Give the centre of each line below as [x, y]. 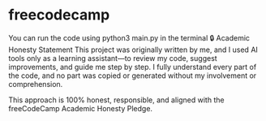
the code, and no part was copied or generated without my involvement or [133, 76]
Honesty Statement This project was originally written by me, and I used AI [133, 50]
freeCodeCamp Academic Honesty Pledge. [80, 108]
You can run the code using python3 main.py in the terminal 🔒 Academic [129, 37]
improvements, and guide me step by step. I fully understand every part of [133, 67]
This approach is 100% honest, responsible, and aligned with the [116, 100]
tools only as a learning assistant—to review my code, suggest [113, 58]
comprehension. [36, 84]
